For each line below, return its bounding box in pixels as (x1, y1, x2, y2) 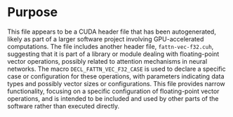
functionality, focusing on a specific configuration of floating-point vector (7, 87, 220, 95)
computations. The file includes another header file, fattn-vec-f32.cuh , (7, 42, 214, 50)
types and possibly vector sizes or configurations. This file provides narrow (7, 79, 226, 88)
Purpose (7, 4, 58, 20)
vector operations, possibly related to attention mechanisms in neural (7, 57, 208, 65)
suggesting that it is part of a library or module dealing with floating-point (7, 50, 220, 58)
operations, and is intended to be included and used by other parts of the (7, 94, 219, 102)
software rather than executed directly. (7, 102, 120, 110)
